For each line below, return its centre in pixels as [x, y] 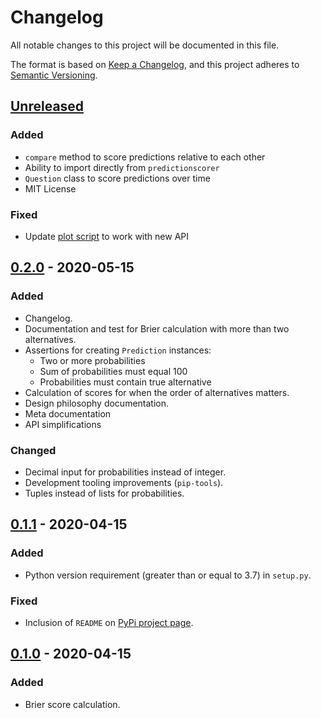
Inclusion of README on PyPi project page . [109, 622]
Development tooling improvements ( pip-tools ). [124, 482]
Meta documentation [68, 413]
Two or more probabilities [92, 360]
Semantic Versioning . [54, 75]
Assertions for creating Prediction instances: [118, 350]
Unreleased [47, 106]
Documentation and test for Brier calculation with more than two [157, 328]
